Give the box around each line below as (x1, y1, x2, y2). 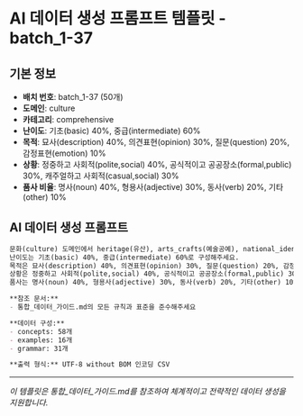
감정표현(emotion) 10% (22, 148, 106, 158)
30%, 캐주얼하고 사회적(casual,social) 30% (22, 170, 179, 181)
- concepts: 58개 (9, 327, 73, 336)
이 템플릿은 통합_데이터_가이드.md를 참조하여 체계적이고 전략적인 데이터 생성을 (9, 386, 287, 397)
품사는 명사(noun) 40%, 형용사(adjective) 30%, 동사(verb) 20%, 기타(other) (9, 278, 282, 287)
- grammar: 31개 (9, 344, 69, 353)
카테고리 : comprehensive (22, 114, 115, 124)
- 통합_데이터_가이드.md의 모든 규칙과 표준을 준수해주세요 (9, 303, 197, 312)
